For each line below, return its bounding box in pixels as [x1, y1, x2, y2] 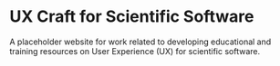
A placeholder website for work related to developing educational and [9, 36, 272, 47]
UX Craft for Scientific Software [9, 6, 254, 27]
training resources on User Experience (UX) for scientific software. [9, 45, 261, 56]
